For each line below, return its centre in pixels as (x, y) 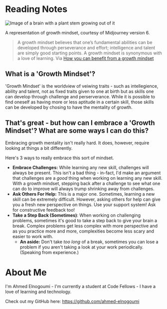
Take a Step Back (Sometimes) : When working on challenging (77, 215)
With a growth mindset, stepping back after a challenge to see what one (86, 183)
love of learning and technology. (38, 292)
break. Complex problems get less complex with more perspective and (85, 226)
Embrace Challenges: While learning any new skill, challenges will (81, 167)
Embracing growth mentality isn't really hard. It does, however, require (77, 143)
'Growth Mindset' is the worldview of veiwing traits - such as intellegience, (82, 86)
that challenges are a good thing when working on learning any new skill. (87, 178)
